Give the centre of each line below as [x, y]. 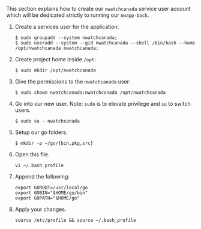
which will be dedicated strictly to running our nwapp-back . [78, 15]
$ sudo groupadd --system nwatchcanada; [66, 38]
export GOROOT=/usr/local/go [51, 188]
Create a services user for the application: [67, 27]
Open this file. [32, 154]
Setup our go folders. [41, 132]
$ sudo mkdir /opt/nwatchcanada [55, 70]
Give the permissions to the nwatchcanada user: [73, 81]
